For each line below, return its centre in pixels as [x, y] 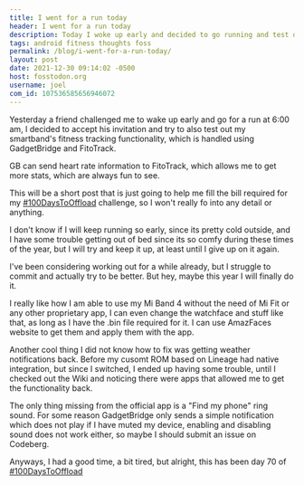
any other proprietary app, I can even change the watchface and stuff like [147, 312]
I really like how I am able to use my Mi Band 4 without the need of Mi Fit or [149, 303]
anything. [27, 212]
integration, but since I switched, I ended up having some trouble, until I [142, 368]
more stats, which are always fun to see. [85, 175]
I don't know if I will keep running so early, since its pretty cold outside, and [150, 229]
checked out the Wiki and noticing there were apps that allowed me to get [147, 378]
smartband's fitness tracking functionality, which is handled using [132, 138]
